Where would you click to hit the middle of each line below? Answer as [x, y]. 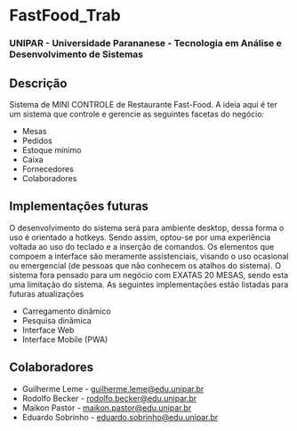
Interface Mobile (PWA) [65, 339]
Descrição [38, 83]
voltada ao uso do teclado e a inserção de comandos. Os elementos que [142, 246]
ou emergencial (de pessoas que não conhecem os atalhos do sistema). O [145, 265]
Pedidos [37, 140]
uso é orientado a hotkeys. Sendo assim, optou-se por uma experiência [140, 237]
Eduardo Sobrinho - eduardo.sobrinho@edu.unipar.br [120, 417]
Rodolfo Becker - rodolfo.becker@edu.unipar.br [109, 398]
